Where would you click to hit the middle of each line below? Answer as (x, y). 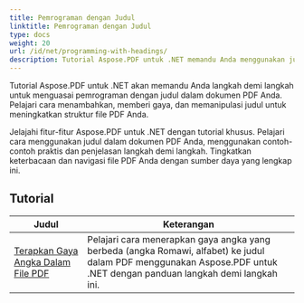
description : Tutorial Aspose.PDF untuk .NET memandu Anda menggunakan (147, 60)
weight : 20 (30, 43)
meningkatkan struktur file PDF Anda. (79, 114)
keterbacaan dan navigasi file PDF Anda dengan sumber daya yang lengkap (151, 161)
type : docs (30, 34)
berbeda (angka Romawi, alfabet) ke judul (176, 251)
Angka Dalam (42, 261)
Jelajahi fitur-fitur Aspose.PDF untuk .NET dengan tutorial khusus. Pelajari (147, 132)
